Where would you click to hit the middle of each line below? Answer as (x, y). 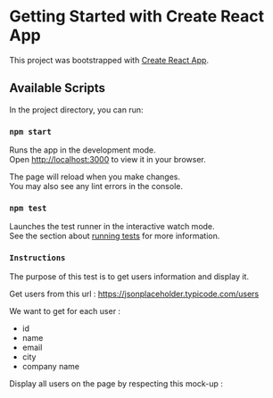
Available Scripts (57, 88)
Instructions (37, 258)
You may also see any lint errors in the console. (96, 187)
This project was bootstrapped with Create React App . (109, 60)
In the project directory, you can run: (76, 110)
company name (51, 366)
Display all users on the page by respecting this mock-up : (116, 383)
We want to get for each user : (65, 311)
